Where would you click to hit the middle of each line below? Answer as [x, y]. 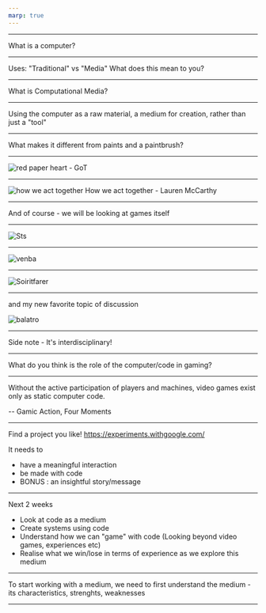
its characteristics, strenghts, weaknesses [77, 592]
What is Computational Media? [58, 91]
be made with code [51, 473]
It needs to [26, 449]
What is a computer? [42, 45]
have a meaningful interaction [68, 464]
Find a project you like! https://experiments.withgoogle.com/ [106, 434]
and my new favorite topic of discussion [73, 304]
